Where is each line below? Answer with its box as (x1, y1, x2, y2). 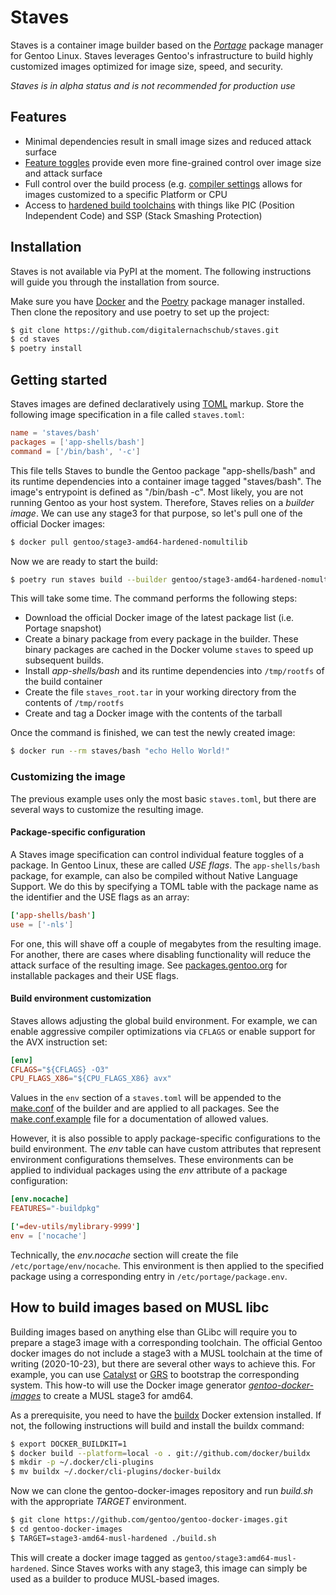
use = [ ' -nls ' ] (10, 919, 74, 930)
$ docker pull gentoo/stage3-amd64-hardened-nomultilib (10, 537, 248, 547)
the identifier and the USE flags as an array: (10, 891, 190, 903)
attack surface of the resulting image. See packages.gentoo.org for (10, 959, 288, 971)
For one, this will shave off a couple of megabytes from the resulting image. (10, 937, 322, 950)
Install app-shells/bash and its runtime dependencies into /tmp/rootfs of (24, 665, 325, 677)
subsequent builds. (24, 654, 105, 666)
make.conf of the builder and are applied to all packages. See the (10, 1102, 280, 1115)
